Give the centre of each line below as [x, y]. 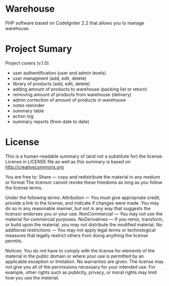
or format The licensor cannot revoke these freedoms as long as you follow [84, 182]
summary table [28, 110]
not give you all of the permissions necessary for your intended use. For [80, 267]
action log [23, 116]
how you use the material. [32, 277]
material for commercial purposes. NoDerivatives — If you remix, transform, [84, 219]
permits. [14, 241]
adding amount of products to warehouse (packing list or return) [80, 89]
